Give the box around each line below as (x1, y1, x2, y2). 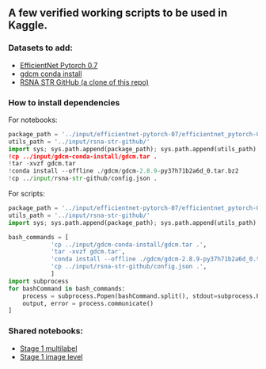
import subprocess (8, 277, 69, 285)
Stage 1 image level (19, 352, 83, 361)
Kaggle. (8, 19, 48, 32)
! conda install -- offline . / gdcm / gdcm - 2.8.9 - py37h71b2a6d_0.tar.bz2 (8, 167, 239, 175)
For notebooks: (8, 115, 58, 124)
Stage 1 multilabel (19, 344, 78, 353)
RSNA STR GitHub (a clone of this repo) (19, 77, 149, 86)
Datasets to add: (8, 43, 74, 54)
